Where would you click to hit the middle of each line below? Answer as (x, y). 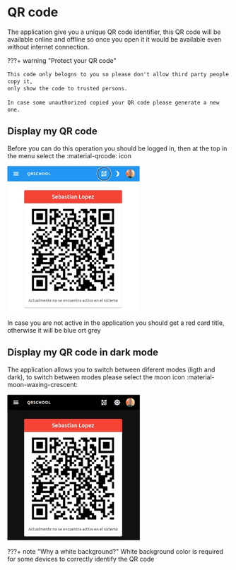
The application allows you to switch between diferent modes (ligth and (111, 369)
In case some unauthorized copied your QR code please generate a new (113, 102)
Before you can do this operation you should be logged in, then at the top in (117, 148)
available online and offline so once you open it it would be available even (114, 39)
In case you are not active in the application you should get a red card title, (116, 323)
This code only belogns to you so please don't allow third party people (118, 74)
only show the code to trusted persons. (68, 88)
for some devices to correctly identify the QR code (81, 559)
